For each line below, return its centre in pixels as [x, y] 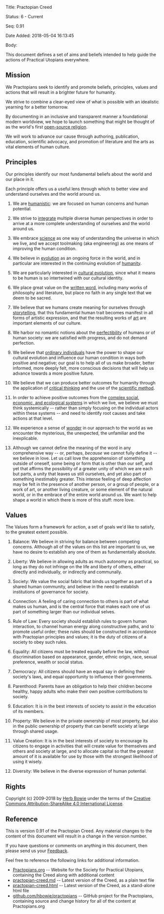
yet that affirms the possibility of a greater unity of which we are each [83, 468]
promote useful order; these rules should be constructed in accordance [84, 632]
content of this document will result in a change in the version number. [76, 836]
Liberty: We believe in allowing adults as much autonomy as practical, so [86, 561]
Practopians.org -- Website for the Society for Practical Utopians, [78, 870]
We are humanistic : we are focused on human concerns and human [81, 203]
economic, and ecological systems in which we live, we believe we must [85, 403]
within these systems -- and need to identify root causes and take [79, 413]
